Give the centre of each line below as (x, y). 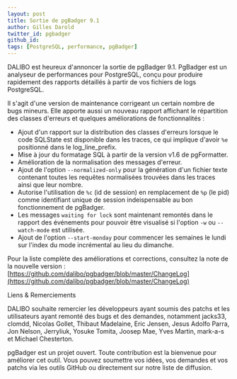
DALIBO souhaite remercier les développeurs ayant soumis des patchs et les (118, 309)
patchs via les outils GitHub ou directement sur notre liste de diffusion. (110, 368)
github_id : (23, 40)
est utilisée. (68, 230)
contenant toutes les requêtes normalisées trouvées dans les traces (116, 177)
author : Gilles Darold (41, 27)
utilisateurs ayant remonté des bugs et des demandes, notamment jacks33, (117, 316)
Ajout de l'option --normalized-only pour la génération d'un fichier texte (122, 170)
